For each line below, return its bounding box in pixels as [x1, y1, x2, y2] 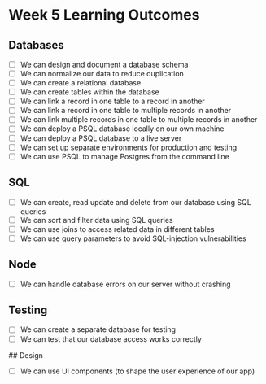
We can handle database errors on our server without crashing [20, 279, 231, 289]
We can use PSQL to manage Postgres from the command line [20, 151, 229, 161]
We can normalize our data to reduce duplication [20, 69, 185, 79]
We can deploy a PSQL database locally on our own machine [20, 124, 225, 133]
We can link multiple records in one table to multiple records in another [20, 115, 258, 124]
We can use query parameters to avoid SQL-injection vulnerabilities [20, 233, 246, 243]
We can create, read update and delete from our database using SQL [20, 197, 252, 207]
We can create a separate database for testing [20, 325, 177, 334]
